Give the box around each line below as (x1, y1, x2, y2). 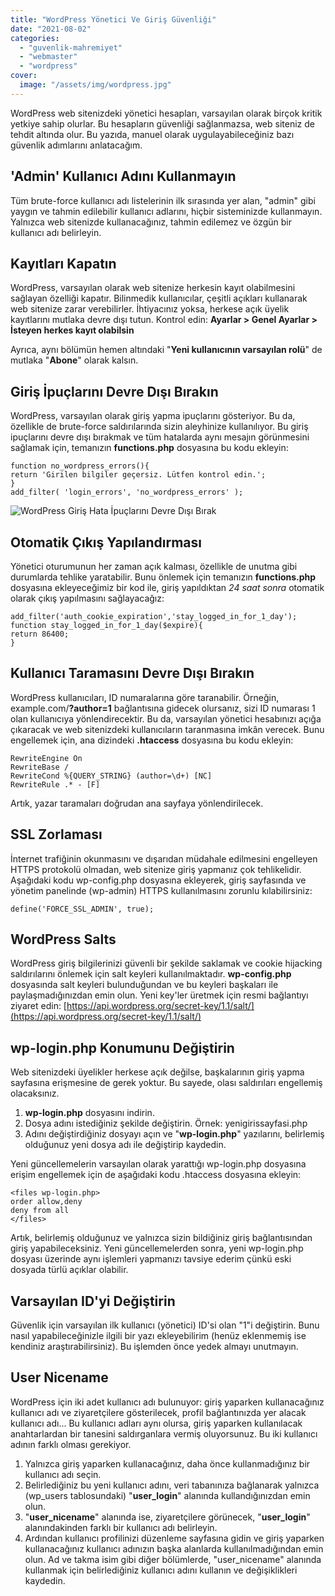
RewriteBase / (10, 762, 70, 772)
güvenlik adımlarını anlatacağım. (10, 139, 143, 151)
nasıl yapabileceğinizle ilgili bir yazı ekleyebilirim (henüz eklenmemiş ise (10, 1330, 307, 1342)
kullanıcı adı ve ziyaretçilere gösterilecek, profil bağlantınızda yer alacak (10, 1406, 307, 1418)
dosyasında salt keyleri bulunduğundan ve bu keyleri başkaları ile (10, 979, 279, 991)
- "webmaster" (19, 52, 78, 62)
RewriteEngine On (10, 753, 83, 763)
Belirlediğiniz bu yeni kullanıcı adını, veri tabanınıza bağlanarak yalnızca (24, 1479, 320, 1491)
